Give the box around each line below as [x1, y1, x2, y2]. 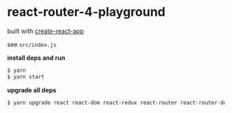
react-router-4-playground [7, 4, 166, 20]
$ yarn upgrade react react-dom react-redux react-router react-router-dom [7, 99, 230, 106]
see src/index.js [7, 40, 57, 48]
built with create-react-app [7, 27, 84, 35]
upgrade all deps [7, 85, 57, 94]
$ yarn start [7, 73, 45, 80]
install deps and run [7, 53, 66, 62]
